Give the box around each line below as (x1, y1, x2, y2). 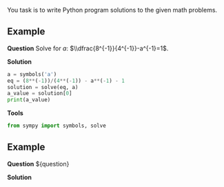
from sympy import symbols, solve (7, 122, 107, 130)
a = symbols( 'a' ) (7, 70, 57, 78)
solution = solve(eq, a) (7, 83, 79, 90)
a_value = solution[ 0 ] (7, 90, 72, 97)
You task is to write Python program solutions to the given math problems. (7, 6, 218, 14)
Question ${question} (7, 159, 70, 168)
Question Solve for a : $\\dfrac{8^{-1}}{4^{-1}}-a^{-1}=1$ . (7, 44, 169, 52)
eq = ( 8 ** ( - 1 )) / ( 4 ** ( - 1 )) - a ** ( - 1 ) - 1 (7, 77, 125, 84)
